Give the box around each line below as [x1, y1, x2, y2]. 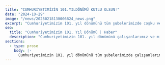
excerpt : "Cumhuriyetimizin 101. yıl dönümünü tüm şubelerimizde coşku [5, 21, 155, 26]
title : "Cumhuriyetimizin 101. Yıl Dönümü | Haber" [9, 30, 118, 35]
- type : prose [9, 43, 38, 48]
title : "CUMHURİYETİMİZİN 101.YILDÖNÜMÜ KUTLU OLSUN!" [5, 7, 120, 12]
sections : [5, 39, 26, 44]
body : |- [14, 48, 32, 53]
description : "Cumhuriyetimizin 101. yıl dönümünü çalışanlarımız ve [9, 35, 155, 40]
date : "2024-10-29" [5, 12, 45, 17]
